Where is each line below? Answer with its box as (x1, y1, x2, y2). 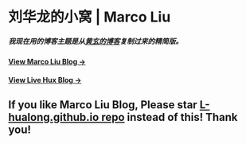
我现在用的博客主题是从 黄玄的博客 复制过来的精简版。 (8, 36, 183, 45)
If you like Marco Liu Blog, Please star (8, 98, 197, 112)
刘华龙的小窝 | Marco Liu (8, 8, 171, 26)
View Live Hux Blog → (8, 75, 82, 84)
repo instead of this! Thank (100, 111, 238, 124)
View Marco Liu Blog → (8, 57, 86, 67)
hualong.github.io (8, 111, 100, 124)
